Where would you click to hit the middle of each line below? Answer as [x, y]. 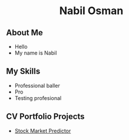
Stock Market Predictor [43, 131]
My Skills [23, 71]
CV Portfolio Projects [45, 117]
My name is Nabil [36, 53]
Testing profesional [38, 98]
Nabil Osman [91, 11]
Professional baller [37, 85]
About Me [24, 33]
